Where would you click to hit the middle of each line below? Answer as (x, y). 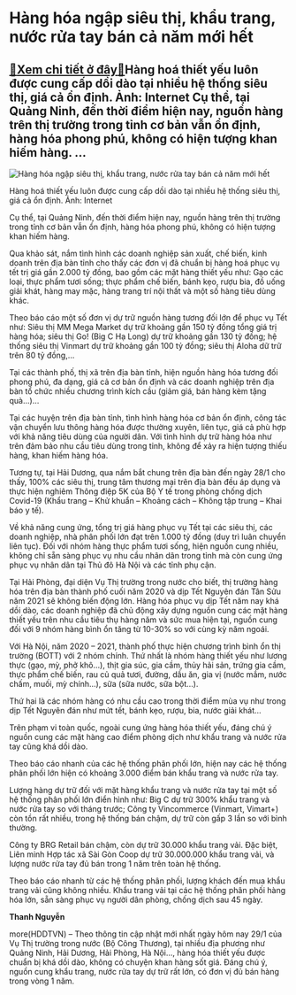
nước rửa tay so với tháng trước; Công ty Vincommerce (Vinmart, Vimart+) (144, 809)
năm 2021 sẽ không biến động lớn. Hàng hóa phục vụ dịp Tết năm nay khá (144, 601)
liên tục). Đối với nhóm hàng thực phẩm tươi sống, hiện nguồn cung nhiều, (144, 546)
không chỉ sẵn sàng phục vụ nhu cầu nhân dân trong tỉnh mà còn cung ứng (146, 555)
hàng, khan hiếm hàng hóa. (59, 455)
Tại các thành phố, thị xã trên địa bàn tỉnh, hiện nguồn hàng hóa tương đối (144, 372)
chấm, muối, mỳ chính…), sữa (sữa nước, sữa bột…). (104, 684)
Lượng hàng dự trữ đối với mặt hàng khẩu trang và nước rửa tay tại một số (143, 790)
